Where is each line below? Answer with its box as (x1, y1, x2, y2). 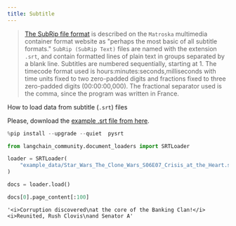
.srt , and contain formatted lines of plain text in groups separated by (24, 52, 225, 60)
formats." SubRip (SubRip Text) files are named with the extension (24, 44, 218, 53)
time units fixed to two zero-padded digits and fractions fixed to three (24, 74, 226, 83)
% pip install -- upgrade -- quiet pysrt (7, 130, 124, 137)
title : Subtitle (7, 10, 55, 18)
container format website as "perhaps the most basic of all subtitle (24, 36, 218, 46)
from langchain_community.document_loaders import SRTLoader (7, 142, 190, 149)
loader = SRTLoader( (7, 155, 68, 162)
